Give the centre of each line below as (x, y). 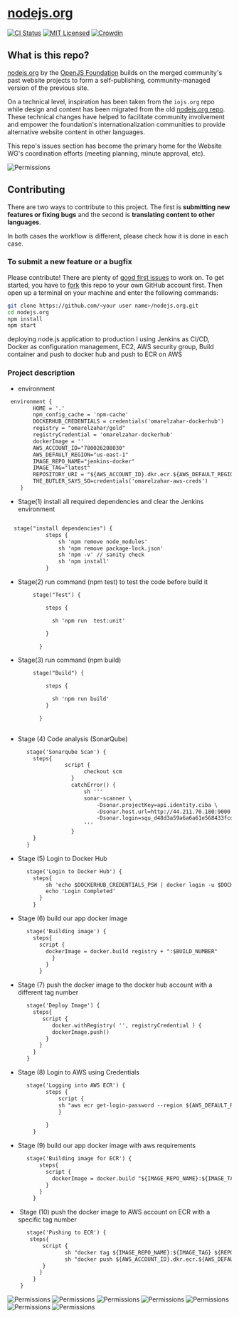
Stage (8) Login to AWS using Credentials (79, 1072)
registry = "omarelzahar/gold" (79, 428)
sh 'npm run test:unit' (89, 620)
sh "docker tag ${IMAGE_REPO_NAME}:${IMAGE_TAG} (138, 1252)
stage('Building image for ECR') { (79, 1159)
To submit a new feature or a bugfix (70, 262)
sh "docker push (89, 1259)
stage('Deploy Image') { (63, 1006)
